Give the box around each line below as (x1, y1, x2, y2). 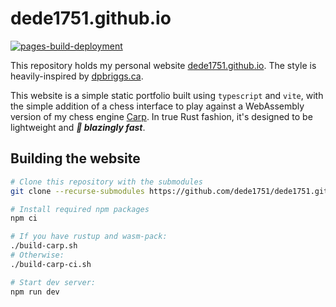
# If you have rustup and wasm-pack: (10, 232, 168, 242)
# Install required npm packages (10, 204, 150, 214)
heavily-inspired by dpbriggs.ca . (10, 70, 144, 82)
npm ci (10, 213, 38, 224)
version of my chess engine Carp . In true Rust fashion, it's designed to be (10, 110, 313, 122)
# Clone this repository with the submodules (10, 177, 203, 187)
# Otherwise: (10, 250, 65, 260)
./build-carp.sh (10, 241, 78, 251)
